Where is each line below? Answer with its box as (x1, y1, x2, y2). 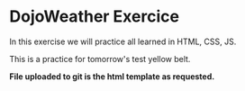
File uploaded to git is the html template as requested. (9, 70, 215, 82)
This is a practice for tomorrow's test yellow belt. (9, 53, 191, 64)
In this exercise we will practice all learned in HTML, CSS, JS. (9, 36, 237, 47)
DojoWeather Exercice (9, 6, 180, 27)
